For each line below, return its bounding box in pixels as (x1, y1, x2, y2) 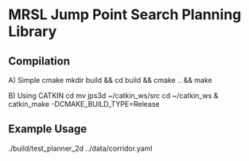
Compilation (8, 54, 70, 68)
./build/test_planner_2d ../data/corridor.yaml (8, 143, 153, 153)
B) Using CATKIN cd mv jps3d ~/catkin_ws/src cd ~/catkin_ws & (8, 91, 219, 100)
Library (8, 22, 57, 41)
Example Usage (8, 122, 88, 136)
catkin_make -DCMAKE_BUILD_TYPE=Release (8, 100, 161, 108)
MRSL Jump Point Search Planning (8, 6, 242, 24)
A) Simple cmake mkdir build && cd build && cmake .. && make (8, 76, 212, 84)
